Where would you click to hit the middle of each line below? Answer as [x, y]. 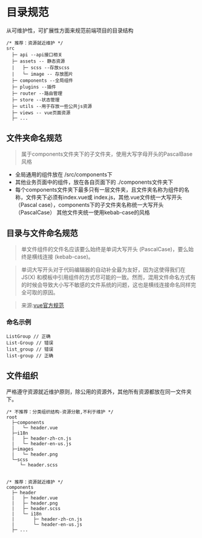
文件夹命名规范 [34, 138]
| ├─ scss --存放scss [41, 67]
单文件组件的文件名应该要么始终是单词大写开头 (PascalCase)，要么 [105, 249]
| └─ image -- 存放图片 [43, 74]
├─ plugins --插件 [34, 87]
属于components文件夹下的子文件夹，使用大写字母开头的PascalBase [107, 154]
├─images [23, 449]
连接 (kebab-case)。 [68, 257]
